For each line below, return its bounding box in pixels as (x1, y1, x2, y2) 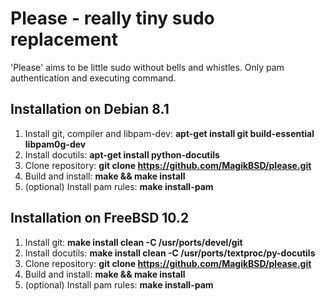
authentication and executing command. (10, 72, 177, 84)
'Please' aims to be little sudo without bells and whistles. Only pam (10, 61, 285, 73)
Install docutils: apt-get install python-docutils (24, 148, 220, 161)
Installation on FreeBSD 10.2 (10, 210, 190, 227)
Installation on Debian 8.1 (10, 101, 170, 118)
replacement (10, 28, 118, 51)
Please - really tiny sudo (10, 7, 215, 30)
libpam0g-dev (24, 138, 87, 150)
